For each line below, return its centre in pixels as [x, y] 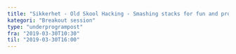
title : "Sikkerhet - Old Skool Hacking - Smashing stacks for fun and [113, 14]
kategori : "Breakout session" [52, 20]
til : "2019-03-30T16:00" [44, 40]
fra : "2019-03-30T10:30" [44, 33]
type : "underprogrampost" [45, 27]
